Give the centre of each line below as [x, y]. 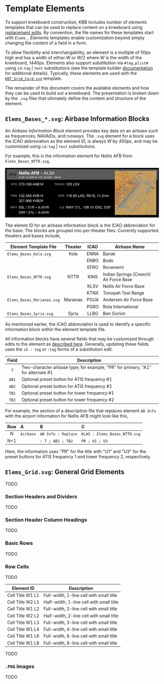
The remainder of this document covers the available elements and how [77, 88]
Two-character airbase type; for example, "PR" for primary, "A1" [86, 367]
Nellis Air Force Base [124, 286]
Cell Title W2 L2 [23, 615]
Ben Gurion [114, 313]
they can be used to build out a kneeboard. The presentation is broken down [82, 93]
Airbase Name [130, 247]
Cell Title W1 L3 [23, 622]
